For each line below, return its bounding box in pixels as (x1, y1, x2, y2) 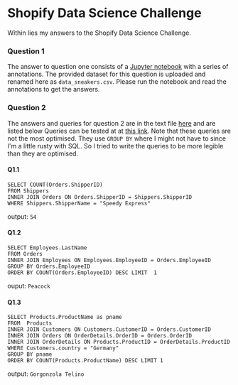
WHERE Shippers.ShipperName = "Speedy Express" (7, 200, 151, 207)
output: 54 (7, 212, 37, 221)
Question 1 (7, 46, 45, 56)
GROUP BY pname (7, 351, 53, 358)
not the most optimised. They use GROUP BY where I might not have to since (7, 134, 226, 143)
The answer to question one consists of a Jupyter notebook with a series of (7, 63, 229, 71)
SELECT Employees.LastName (7, 244, 87, 251)
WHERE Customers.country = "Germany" (7, 345, 119, 352)
